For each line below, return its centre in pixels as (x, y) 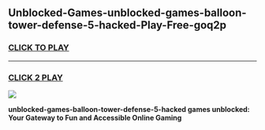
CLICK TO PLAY (39, 48)
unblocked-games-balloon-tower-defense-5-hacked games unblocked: (129, 109)
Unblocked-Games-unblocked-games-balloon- (127, 13)
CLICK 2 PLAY (35, 77)
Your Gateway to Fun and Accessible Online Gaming (95, 117)
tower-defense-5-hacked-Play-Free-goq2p (118, 26)
